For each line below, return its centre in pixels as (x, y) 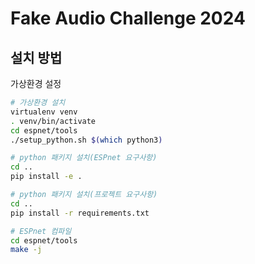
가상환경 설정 (36, 83)
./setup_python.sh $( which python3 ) (86, 140)
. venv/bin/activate (53, 121)
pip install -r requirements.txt (80, 213)
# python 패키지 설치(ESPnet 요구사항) (84, 158)
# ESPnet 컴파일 (41, 231)
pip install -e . (46, 177)
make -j (26, 250)
